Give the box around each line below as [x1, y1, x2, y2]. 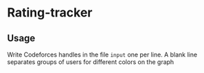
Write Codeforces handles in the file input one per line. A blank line [7, 50, 198, 59]
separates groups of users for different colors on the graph [7, 58, 174, 66]
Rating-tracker [7, 5, 93, 21]
